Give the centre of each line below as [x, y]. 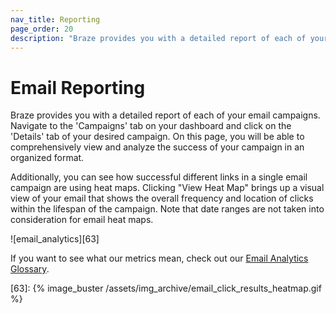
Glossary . [30, 269]
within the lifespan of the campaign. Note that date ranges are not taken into [167, 209]
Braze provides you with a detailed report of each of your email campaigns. [165, 115]
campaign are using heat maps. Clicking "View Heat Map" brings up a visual [167, 188]
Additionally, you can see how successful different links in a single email [159, 177]
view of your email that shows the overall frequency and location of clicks [162, 198]
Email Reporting [78, 87]
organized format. [47, 158]
